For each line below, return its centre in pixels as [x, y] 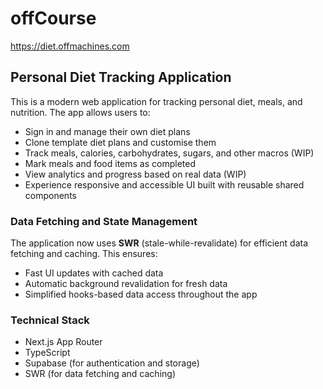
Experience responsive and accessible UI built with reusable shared [164, 184]
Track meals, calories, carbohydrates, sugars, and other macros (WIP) [169, 153]
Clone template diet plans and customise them [120, 142]
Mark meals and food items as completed [110, 163]
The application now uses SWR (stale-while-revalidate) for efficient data [159, 243]
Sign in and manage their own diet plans [107, 131]
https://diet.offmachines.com [70, 46]
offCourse [53, 18]
